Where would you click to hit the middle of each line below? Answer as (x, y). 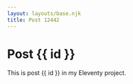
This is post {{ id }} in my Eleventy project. (67, 73)
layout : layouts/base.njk (44, 13)
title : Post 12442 (33, 20)
